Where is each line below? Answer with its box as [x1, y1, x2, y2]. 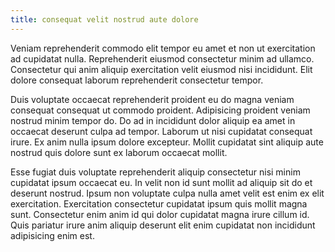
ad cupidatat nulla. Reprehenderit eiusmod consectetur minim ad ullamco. [10, 52, 315, 65]
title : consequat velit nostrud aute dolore [10, 14, 199, 25]
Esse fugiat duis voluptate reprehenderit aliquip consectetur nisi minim [10, 166, 301, 178]
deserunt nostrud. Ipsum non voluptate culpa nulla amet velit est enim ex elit [10, 187, 325, 199]
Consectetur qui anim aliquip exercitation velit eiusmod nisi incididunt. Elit [10, 63, 313, 75]
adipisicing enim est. [10, 229, 95, 241]
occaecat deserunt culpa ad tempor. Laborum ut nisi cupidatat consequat [10, 125, 313, 137]
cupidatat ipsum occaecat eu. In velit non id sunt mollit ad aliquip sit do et [10, 176, 313, 188]
